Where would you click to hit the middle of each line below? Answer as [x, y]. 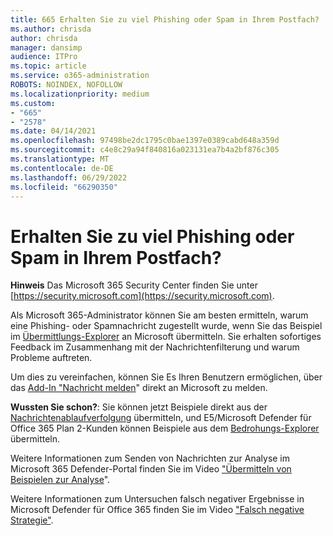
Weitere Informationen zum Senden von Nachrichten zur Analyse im [150, 458]
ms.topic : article [48, 66]
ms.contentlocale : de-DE [62, 168]
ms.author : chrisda [51, 29]
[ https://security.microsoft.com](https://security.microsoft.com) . [142, 296]
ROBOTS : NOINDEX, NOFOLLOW [66, 85]
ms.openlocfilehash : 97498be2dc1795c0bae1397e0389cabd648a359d [145, 141]
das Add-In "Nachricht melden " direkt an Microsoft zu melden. [139, 388]
